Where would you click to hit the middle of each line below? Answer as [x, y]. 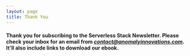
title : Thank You [27, 17]
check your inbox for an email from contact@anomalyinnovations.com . [95, 42]
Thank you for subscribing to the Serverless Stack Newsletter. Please [93, 36]
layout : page [22, 11]
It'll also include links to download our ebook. [62, 48]
